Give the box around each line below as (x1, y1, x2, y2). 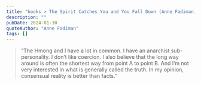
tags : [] (6, 31, 28, 37)
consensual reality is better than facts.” (20, 73, 118, 80)
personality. (20, 53, 50, 61)
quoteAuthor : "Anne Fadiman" (6, 25, 79, 32)
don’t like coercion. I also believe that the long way (54, 53, 179, 61)
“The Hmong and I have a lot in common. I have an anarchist (20, 47, 170, 54)
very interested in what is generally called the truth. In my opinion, (20, 66, 184, 73)
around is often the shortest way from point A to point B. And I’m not (20, 60, 190, 67)
